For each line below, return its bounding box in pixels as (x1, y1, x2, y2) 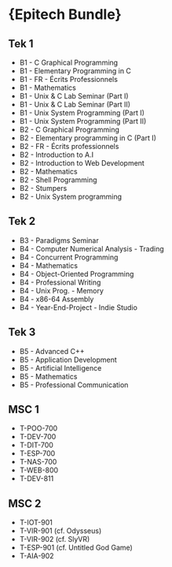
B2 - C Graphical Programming (19, 125, 119, 134)
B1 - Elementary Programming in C (19, 66, 132, 76)
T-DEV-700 (19, 432, 57, 442)
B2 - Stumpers (19, 184, 68, 192)
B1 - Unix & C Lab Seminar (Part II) (19, 100, 131, 109)
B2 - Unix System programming (19, 192, 123, 201)
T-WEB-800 (19, 465, 59, 475)
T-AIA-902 (19, 551, 54, 561)
